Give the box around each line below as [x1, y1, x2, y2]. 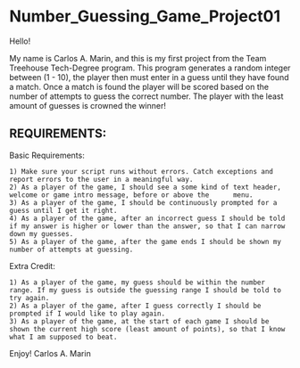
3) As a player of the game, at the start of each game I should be [9, 316, 270, 326]
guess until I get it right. [9, 206, 118, 215]
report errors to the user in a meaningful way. [9, 175, 194, 184]
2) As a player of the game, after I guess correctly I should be [9, 301, 262, 310]
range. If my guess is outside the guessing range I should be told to [9, 285, 281, 295]
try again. [9, 293, 50, 302]
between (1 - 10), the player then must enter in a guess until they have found [9, 71, 289, 82]
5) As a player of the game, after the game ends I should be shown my [9, 237, 281, 246]
